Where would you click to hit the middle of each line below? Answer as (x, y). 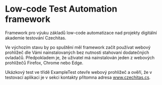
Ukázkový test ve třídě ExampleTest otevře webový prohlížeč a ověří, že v (79, 72)
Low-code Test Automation (61, 9)
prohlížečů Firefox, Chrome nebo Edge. (44, 63)
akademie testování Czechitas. (36, 38)
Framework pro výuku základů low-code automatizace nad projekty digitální (81, 33)
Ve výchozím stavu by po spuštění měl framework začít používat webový (78, 47)
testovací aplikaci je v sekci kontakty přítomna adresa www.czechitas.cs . (78, 77)
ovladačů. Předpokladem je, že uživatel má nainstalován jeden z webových (80, 57)
